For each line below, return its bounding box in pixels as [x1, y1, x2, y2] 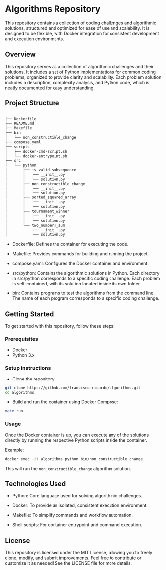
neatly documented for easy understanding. [5, 85, 95, 91]
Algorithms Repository [5, 3, 101, 15]
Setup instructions [5, 365, 51, 372]
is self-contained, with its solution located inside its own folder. [12, 281, 141, 286]
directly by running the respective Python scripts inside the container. [5, 437, 147, 443]
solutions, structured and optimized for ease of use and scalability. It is [5, 25, 150, 31]
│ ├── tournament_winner [5, 209, 70, 214]
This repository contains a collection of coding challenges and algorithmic [5, 20, 157, 26]
